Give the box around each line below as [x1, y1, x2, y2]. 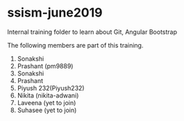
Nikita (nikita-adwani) [17, 91, 79, 100]
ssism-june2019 [7, 5, 103, 21]
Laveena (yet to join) [17, 98, 76, 106]
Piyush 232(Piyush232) [17, 84, 85, 92]
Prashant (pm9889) [17, 62, 74, 70]
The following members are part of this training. [7, 41, 144, 49]
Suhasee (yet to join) [17, 106, 77, 114]
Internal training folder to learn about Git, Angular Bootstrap [7, 28, 178, 36]
